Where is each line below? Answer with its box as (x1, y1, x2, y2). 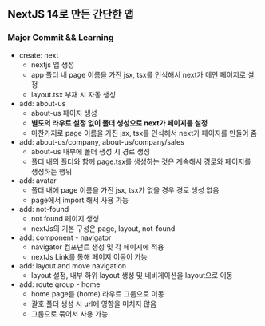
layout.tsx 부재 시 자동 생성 (30, 89, 117, 99)
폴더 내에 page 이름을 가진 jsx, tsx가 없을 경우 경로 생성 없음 (30, 185, 220, 194)
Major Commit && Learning (7, 32, 114, 43)
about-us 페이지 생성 (30, 108, 97, 117)
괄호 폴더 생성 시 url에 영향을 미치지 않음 (30, 299, 157, 308)
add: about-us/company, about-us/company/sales (18, 137, 185, 146)
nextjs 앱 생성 (30, 59, 75, 70)
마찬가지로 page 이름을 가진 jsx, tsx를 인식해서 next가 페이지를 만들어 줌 (30, 128, 257, 137)
